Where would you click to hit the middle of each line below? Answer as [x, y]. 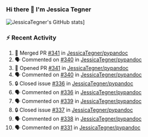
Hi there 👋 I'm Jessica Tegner [49, 9]
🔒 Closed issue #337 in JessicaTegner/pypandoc [74, 110]
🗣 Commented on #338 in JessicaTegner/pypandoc [78, 118]
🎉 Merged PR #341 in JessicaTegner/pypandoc [71, 53]
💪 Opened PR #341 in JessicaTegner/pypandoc [72, 68]
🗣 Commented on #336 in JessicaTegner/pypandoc [78, 92]
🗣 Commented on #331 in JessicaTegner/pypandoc [78, 127]
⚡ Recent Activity [31, 38]
